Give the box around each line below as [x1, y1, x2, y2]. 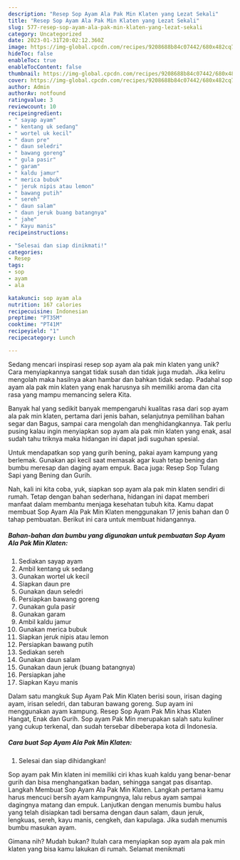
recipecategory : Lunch [8, 334, 75, 341]
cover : [8, 76, 28, 84]
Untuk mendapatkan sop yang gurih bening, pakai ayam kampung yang [8, 448, 218, 457]
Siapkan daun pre [18, 579, 71, 588]
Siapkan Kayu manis [18, 678, 78, 686]
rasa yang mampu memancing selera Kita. [8, 390, 132, 399]
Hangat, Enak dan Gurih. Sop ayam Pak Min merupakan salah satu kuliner [8, 714, 224, 723]
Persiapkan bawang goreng [18, 594, 100, 603]
